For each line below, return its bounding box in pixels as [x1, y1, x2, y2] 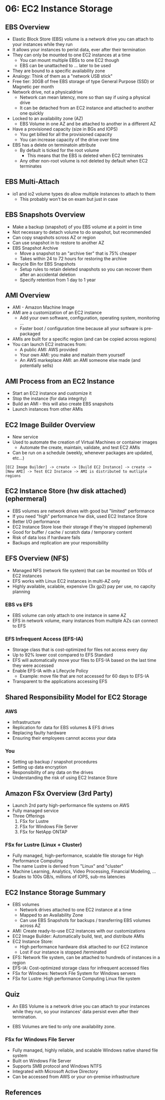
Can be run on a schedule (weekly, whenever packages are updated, [12, 450, 153, 456]
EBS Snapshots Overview [5, 210, 85, 219]
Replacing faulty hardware [12, 730, 66, 736]
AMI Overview [5, 291, 51, 300]
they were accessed [12, 662, 54, 668]
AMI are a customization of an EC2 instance [12, 310, 102, 315]
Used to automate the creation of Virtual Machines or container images [12, 439, 158, 445]
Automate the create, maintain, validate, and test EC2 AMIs [19, 445, 140, 451]
